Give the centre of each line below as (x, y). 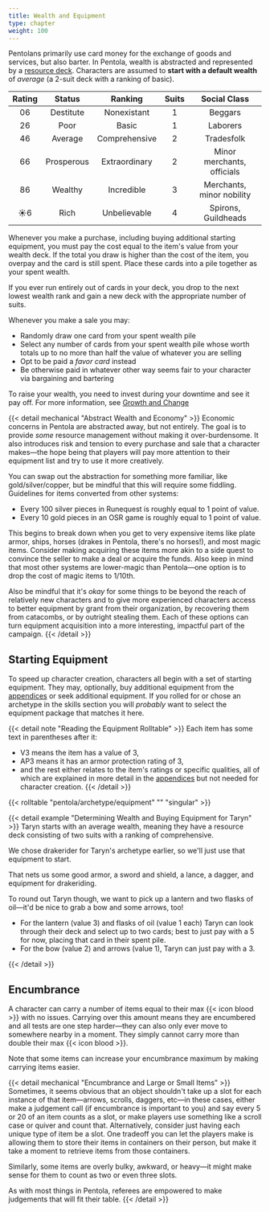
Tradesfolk (225, 139)
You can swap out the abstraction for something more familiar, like (118, 477)
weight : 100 (28, 31)
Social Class (225, 99)
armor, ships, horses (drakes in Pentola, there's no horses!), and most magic (135, 542)
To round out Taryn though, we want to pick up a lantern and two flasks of (131, 899)
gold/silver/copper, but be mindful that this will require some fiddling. (123, 485)
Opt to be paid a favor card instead (78, 362)
